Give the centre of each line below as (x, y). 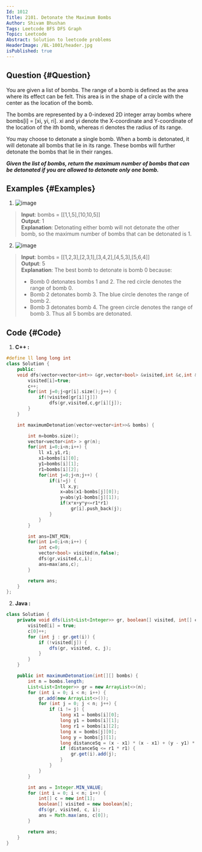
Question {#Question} (49, 76)
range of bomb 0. (51, 288)
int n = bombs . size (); (54, 436)
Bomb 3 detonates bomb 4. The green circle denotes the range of (111, 307)
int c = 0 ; (49, 548)
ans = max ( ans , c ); (59, 564)
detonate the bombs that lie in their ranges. (60, 152)
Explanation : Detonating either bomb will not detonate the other (100, 228)
